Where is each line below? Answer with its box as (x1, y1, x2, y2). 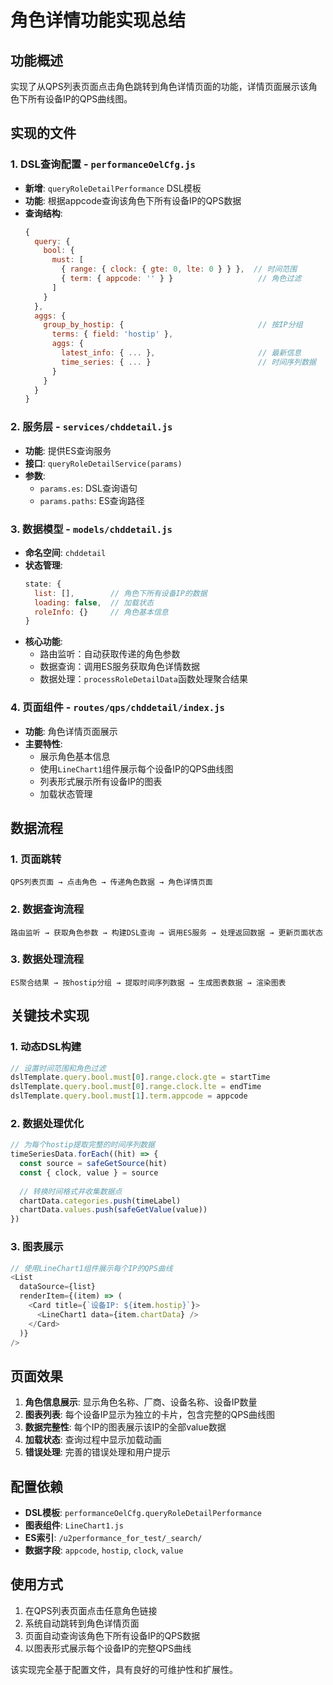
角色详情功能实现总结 (10, 9, 187, 32)
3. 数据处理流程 (10, 952, 85, 966)
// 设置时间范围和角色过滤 (10, 1063, 107, 1073)
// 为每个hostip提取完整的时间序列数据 (10, 1140, 155, 1150)
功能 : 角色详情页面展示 (24, 725, 118, 737)
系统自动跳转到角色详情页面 (24, 1617, 140, 1629)
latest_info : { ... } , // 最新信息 (61, 348, 302, 358)
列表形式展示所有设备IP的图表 (39, 775, 163, 787)
